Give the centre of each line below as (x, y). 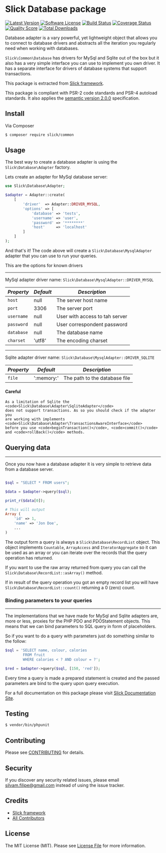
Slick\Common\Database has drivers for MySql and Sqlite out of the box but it (82, 57)
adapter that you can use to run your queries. (51, 256)
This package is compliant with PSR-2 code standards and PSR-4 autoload (81, 93)
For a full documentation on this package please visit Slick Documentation (81, 693)
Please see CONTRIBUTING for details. (45, 752)
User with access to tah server (92, 316)
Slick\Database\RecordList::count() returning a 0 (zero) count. (70, 587)
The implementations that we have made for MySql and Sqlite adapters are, (82, 616)
